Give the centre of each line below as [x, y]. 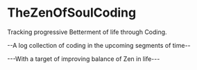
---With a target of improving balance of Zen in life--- [84, 59]
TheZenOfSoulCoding [72, 13]
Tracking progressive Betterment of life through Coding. [87, 32]
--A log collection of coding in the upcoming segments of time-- [99, 45]
